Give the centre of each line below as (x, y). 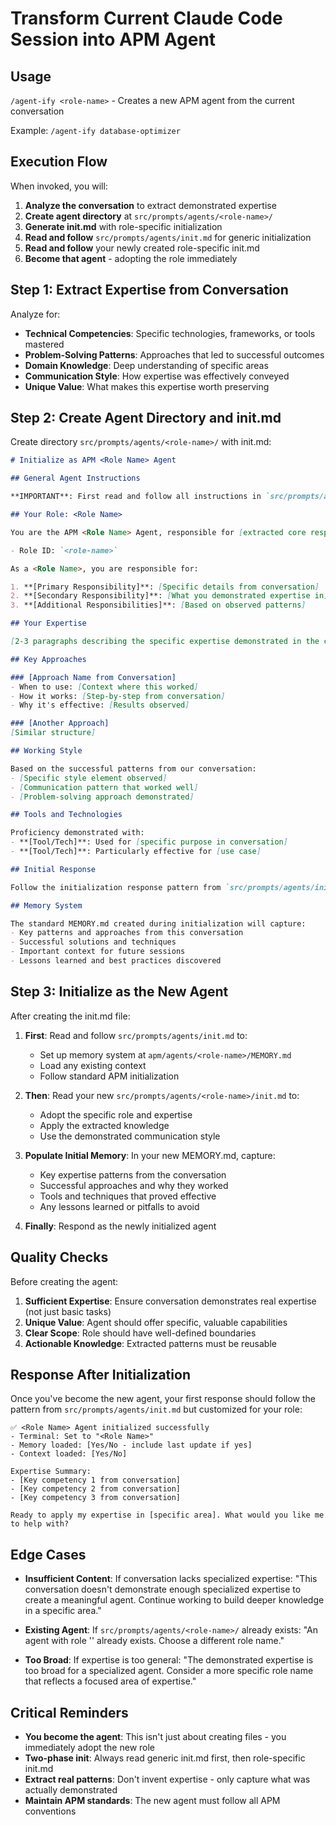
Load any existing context (93, 1065)
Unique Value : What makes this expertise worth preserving (147, 386)
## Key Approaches (48, 659)
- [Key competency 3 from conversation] (96, 1498)
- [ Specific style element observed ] (89, 778)
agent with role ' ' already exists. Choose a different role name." (154, 1641)
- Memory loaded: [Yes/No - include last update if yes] (131, 1445)
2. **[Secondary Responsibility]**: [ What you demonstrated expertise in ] (169, 596)
